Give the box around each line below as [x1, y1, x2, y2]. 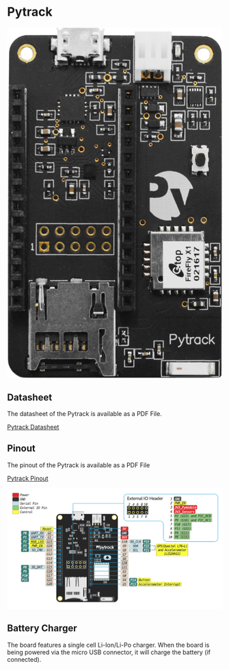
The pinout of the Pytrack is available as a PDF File [7, 460, 150, 469]
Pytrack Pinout [7, 474, 49, 482]
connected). [7, 655, 42, 663]
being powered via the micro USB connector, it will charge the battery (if [7, 648, 211, 656]
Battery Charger [7, 623, 77, 634]
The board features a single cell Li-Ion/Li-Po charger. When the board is [7, 641, 210, 649]
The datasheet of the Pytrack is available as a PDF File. [7, 409, 162, 418]
